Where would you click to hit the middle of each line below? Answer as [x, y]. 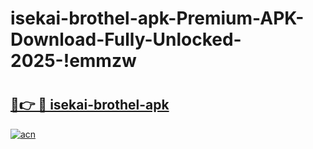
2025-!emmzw [73, 61]
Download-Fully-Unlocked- [126, 39]
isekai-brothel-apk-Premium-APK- [157, 18]
